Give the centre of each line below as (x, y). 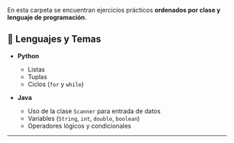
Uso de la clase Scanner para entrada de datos (94, 111)
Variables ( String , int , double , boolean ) (84, 118)
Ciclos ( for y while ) (56, 84)
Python (28, 56)
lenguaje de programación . (47, 17)
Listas (36, 69)
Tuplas (37, 76)
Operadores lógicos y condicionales (79, 126)
